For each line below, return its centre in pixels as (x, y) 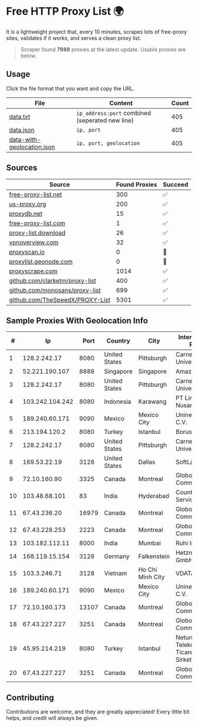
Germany (117, 557)
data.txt (20, 117)
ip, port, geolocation (108, 143)
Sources (22, 168)
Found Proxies (136, 185)
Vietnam (115, 574)
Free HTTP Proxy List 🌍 (65, 11)
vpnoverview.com (34, 242)
